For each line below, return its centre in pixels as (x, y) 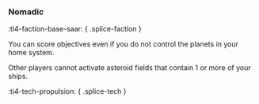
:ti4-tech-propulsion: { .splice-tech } (67, 91)
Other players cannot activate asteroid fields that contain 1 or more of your (129, 68)
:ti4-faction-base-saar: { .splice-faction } (75, 29)
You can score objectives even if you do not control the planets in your (124, 44)
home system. (31, 53)
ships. (18, 76)
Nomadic (26, 12)
